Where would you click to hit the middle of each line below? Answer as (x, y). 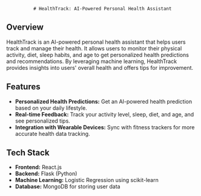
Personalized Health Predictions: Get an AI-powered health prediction (104, 101)
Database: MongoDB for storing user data (68, 187)
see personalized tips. (43, 121)
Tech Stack (28, 153)
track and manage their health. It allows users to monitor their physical (94, 48)
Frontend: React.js (38, 167)
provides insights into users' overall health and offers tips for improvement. (100, 67)
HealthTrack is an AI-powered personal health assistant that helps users (96, 42)
